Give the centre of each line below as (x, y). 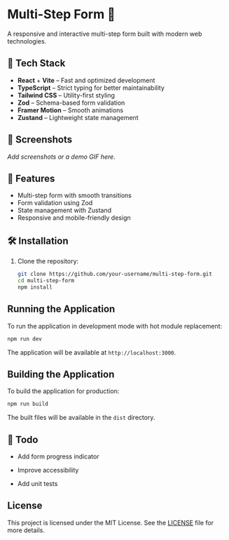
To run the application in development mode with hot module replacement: (115, 326)
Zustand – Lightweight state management (78, 117)
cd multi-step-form (46, 281)
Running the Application (61, 309)
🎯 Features (31, 178)
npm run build (28, 404)
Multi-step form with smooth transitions (74, 195)
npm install (35, 287)
